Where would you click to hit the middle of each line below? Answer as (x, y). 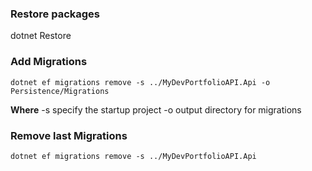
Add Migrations (49, 62)
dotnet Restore (41, 36)
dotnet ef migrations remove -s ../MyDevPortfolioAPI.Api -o (140, 82)
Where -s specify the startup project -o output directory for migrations (156, 109)
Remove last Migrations (69, 135)
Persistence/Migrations (60, 91)
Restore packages (55, 14)
